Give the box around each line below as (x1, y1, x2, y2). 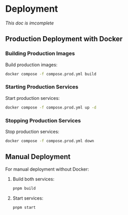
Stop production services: (5, 128, 59, 135)
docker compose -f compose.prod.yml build (5, 71, 97, 76)
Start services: (12, 195, 44, 201)
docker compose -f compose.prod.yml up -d (5, 105, 97, 110)
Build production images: (5, 62, 57, 68)
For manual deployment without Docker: (5, 166, 89, 172)
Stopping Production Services (5, 117, 81, 124)
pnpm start (12, 205, 36, 210)
